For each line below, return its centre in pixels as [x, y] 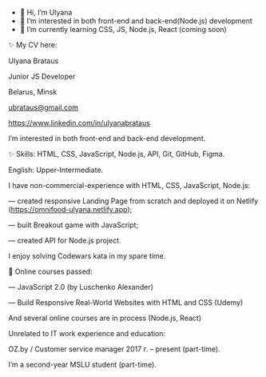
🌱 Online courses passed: [51, 271]
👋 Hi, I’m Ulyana [46, 12]
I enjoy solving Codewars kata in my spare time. [87, 256]
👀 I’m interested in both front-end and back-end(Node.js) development [136, 21]
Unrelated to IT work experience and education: [87, 333]
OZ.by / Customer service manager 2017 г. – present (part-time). [115, 349]
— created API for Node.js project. [65, 241]
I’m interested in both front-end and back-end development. [107, 138]
